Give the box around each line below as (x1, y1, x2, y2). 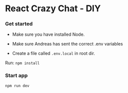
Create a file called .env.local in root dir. (12, 50, 95, 56)
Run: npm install (5, 60, 40, 66)
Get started (5, 21, 33, 27)
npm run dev (5, 83, 29, 88)
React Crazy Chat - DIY (5, 3, 101, 14)
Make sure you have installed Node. (12, 31, 85, 37)
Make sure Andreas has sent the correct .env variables (12, 41, 123, 47)
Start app (5, 72, 28, 79)
